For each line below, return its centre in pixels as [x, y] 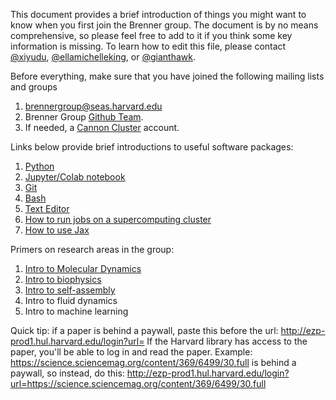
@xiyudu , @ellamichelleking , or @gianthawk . [103, 57]
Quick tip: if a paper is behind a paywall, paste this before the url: [144, 330]
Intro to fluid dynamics [71, 300]
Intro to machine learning [76, 311]
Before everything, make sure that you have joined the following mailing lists [167, 76]
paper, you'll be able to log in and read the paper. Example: [131, 352]
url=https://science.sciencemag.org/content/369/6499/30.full [138, 383]
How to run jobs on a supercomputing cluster [118, 219]
